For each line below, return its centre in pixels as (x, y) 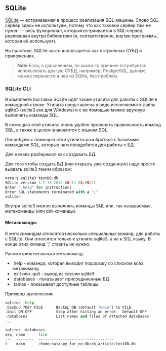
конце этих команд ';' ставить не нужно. (48, 244)
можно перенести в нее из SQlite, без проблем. (68, 76)
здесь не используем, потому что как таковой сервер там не (86, 25)
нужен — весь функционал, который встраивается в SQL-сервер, (75, 30)
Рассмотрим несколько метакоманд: (44, 253)
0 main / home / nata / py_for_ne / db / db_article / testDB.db (70, 344)
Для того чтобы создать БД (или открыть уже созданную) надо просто (80, 164)
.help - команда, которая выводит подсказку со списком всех (78, 263)
